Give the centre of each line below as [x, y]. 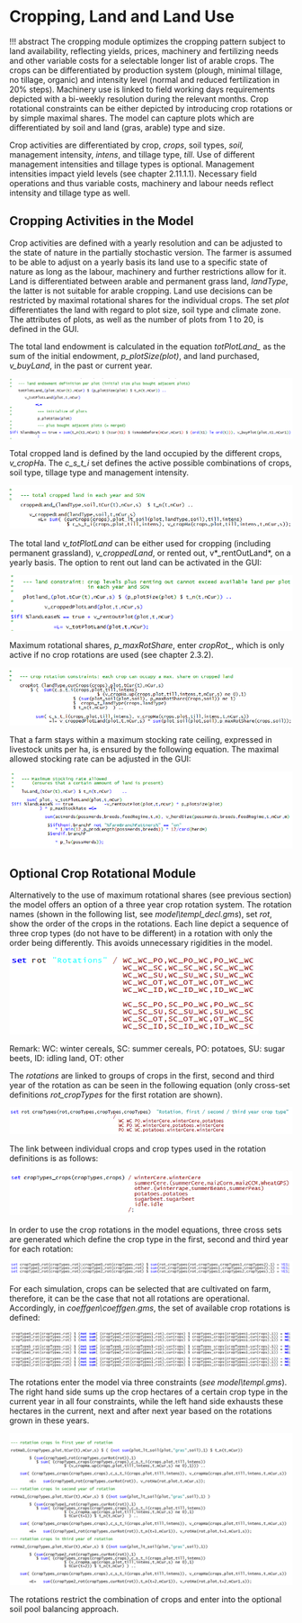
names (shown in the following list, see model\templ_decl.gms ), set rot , [141, 915]
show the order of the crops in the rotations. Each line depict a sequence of [149, 924]
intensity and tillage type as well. [70, 193]
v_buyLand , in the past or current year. [81, 365]
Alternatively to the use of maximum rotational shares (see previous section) [151, 895]
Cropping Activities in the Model [102, 221]
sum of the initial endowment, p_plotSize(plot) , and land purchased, [134, 356]
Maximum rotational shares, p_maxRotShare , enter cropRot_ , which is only [147, 645]
